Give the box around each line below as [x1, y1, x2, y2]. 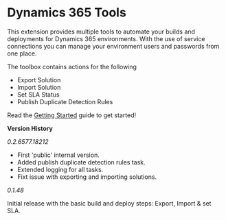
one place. [7, 49, 37, 58]
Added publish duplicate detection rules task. [16, 158, 146, 166]
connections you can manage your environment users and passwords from [7, 42, 220, 50]
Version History [7, 124, 53, 132]
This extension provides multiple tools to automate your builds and [7, 27, 196, 36]
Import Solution [16, 83, 61, 91]
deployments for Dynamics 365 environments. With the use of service [7, 34, 205, 42]
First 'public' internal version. [16, 151, 100, 159]
